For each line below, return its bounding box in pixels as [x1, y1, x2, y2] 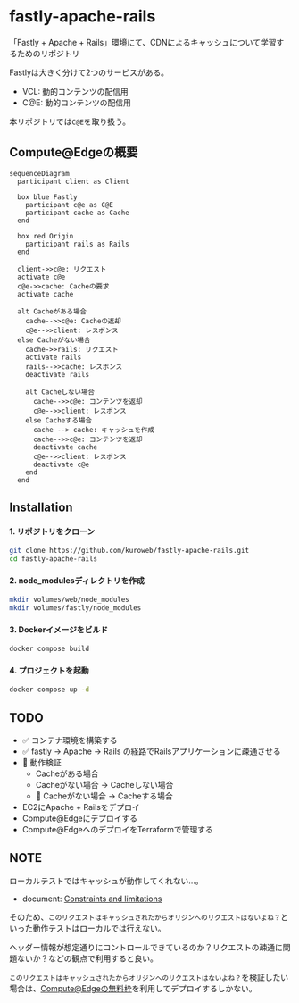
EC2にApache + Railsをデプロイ [21, 802, 140, 813]
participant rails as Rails [25, 239, 129, 248]
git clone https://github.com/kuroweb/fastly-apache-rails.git [9, 547, 250, 556]
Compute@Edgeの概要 [9, 145, 138, 160]
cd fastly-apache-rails [9, 555, 98, 564]
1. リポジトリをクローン [9, 525, 96, 537]
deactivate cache [32, 442, 98, 452]
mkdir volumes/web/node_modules [9, 596, 129, 605]
